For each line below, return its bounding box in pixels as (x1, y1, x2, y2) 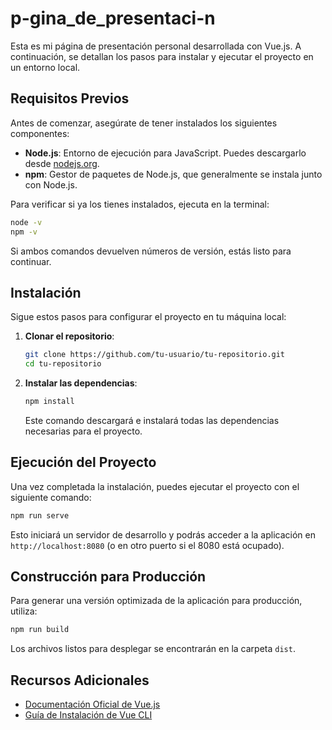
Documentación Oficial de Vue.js (24, 698, 161, 711)
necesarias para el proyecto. (24, 425, 143, 437)
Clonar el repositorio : (24, 330, 115, 342)
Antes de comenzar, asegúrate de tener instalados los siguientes (10, 117, 278, 129)
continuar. (10, 255, 52, 267)
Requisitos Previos (10, 90, 130, 107)
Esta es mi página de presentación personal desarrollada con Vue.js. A (10, 40, 302, 52)
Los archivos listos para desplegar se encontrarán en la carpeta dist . (10, 643, 296, 655)
